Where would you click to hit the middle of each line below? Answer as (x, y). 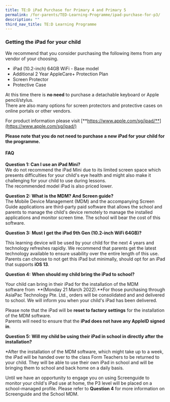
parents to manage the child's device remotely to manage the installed (79, 212)
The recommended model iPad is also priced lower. (59, 186)
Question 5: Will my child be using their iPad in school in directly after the (84, 336)
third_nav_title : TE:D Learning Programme (51, 24)
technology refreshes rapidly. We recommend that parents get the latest (81, 248)
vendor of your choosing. (32, 59)
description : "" (22, 19)
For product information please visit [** (46, 121)
